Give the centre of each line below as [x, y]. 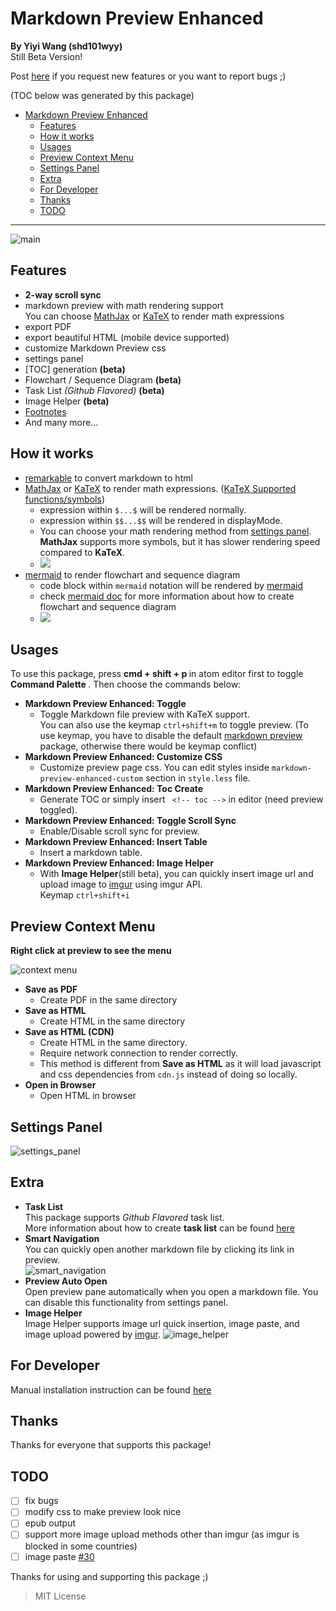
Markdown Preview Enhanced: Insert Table [116, 842]
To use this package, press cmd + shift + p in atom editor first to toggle [157, 674]
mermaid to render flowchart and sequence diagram [132, 574]
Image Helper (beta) [67, 401]
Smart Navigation [62, 1238]
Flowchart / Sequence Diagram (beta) [103, 379]
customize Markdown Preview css [95, 348]
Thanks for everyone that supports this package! [111, 1445]
